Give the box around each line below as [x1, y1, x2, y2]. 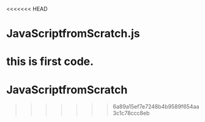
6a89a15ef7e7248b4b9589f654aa [113, 103, 199, 110]
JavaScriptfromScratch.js [6, 27, 141, 40]
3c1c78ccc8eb [113, 110, 150, 117]
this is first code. [6, 55, 94, 69]
